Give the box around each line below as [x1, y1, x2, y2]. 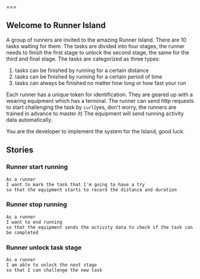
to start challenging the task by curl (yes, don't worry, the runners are [6, 104, 177, 111]
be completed [6, 230, 39, 236]
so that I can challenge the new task [6, 267, 102, 274]
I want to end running [6, 219, 62, 225]
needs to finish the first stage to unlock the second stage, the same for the [6, 49, 189, 56]
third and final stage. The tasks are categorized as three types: [6, 55, 161, 62]
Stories [6, 145, 34, 155]
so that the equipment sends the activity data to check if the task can [6, 224, 193, 230]
